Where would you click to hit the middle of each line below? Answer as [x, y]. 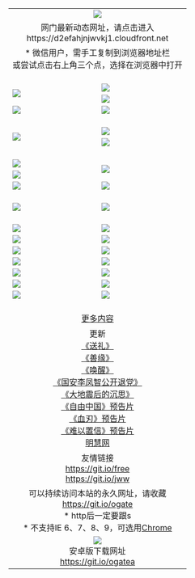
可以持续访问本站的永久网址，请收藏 [98, 493]
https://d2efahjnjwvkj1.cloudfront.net [97, 38]
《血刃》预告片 [98, 418]
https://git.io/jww [97, 479]
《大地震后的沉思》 [98, 394]
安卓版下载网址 [98, 551]
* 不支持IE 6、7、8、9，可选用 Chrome [97, 527]
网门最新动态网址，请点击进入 [98, 27]
